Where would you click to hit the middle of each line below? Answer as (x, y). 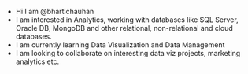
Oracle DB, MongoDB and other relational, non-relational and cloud (124, 28)
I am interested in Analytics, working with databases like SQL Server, (127, 20)
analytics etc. (37, 61)
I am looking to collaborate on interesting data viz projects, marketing (128, 53)
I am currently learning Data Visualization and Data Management (120, 45)
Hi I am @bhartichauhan (55, 11)
